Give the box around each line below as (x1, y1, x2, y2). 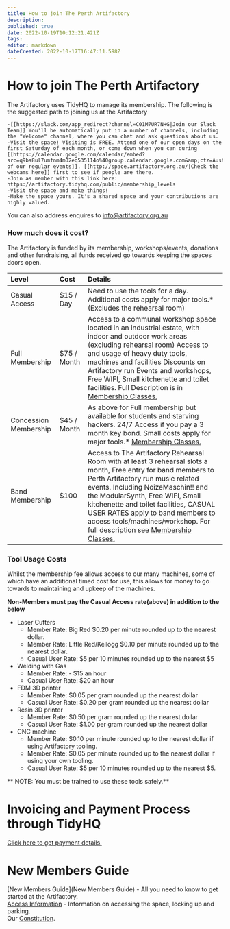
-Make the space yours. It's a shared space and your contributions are (7, 193, 219, 200)
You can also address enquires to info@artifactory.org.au (7, 210, 168, 219)
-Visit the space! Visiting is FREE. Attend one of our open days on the (7, 138, 222, 146)
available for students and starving (88, 411, 199, 421)
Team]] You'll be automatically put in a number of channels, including (7, 127, 219, 134)
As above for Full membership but (88, 402, 196, 412)
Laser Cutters (16, 618, 56, 627)
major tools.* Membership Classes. (88, 437, 201, 446)
